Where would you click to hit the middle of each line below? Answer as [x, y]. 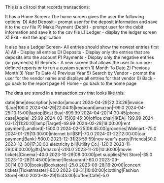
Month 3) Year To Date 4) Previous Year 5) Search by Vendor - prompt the [80, 73]
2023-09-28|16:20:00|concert [110, 165]
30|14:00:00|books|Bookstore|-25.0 [42, 165]
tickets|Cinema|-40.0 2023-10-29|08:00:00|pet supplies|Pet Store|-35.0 [79, 155]
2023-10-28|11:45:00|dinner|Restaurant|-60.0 [52, 160]
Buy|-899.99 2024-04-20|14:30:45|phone [97, 113]
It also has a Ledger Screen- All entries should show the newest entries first [82, 47]
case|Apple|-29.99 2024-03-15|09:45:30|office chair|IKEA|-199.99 [73, 118]
